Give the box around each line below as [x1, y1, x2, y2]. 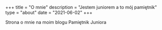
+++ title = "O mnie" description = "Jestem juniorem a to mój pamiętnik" [5, 4, 157, 10]
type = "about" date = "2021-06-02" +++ [5, 9, 93, 15]
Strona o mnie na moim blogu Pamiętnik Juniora [5, 19, 107, 25]
